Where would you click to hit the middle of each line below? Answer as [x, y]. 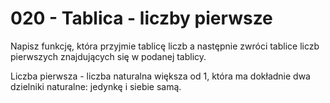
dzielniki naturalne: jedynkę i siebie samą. [96, 86]
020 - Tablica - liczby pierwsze [141, 18]
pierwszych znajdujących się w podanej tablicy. [108, 56]
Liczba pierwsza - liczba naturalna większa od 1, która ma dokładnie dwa [160, 76]
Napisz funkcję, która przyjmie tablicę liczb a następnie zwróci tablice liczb [165, 46]
